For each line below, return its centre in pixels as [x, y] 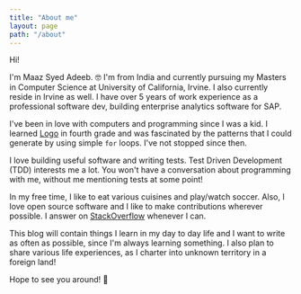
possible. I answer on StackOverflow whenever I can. [108, 216]
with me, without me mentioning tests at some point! [106, 180]
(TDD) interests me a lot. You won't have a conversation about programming [150, 170]
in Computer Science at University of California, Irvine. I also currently [139, 87]
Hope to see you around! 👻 [59, 280]
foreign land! [33, 263]
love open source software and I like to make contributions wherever [136, 207]
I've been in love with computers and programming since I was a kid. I [138, 124]
